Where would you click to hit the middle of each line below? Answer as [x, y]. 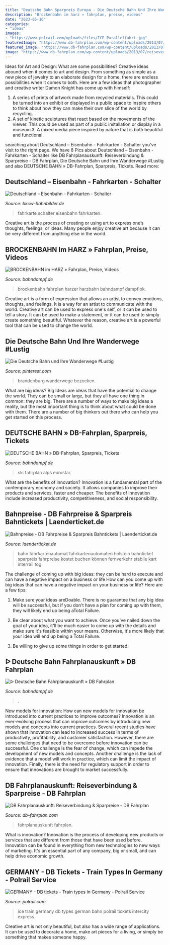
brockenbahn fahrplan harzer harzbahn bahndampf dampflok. [82, 289]
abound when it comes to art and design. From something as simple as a [80, 71]
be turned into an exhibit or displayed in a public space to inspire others [87, 103]
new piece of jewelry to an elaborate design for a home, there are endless [82, 77]
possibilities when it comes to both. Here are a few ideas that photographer [83, 82]
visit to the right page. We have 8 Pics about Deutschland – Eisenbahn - [79, 150]
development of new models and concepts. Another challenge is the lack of [83, 754]
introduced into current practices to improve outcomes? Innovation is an [80, 716]
